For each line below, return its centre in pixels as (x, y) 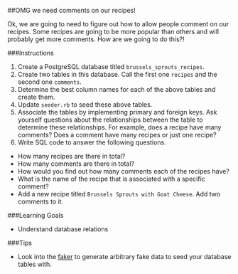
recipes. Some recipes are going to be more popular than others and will (113, 32)
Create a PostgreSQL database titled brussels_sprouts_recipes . (111, 67)
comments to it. (40, 201)
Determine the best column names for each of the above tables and (117, 89)
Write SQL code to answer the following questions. (92, 142)
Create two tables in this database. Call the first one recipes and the (118, 74)
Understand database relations (63, 229)
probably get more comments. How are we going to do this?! (96, 39)
